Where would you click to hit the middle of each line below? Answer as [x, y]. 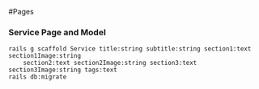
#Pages [21, 12]
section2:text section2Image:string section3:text [110, 63]
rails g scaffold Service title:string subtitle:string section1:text [130, 49]
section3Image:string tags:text [63, 70]
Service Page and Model [57, 32]
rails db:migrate [38, 77]
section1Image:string [45, 56]
